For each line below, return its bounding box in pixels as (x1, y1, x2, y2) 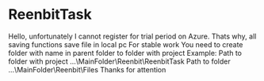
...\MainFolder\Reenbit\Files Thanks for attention (8, 64, 166, 74)
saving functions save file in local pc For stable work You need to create (8, 39, 243, 49)
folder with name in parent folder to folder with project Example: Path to (8, 48, 243, 57)
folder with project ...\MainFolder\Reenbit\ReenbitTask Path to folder (8, 57, 231, 66)
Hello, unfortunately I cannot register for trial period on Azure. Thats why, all (8, 31, 257, 41)
